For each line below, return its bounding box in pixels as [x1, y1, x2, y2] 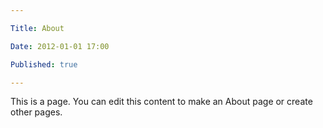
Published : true [10, 59, 78, 70]
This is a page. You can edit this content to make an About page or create [10, 96, 313, 108]
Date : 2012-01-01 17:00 [10, 41, 110, 51]
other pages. [10, 106, 63, 118]
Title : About [10, 23, 65, 33]
